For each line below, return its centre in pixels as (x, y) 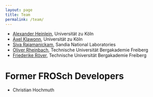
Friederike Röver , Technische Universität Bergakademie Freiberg (80, 55)
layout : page (19, 10)
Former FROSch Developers (65, 76)
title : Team (18, 15)
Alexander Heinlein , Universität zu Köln (53, 34)
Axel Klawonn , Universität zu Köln (47, 39)
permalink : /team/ (24, 19)
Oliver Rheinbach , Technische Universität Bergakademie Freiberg (80, 50)
